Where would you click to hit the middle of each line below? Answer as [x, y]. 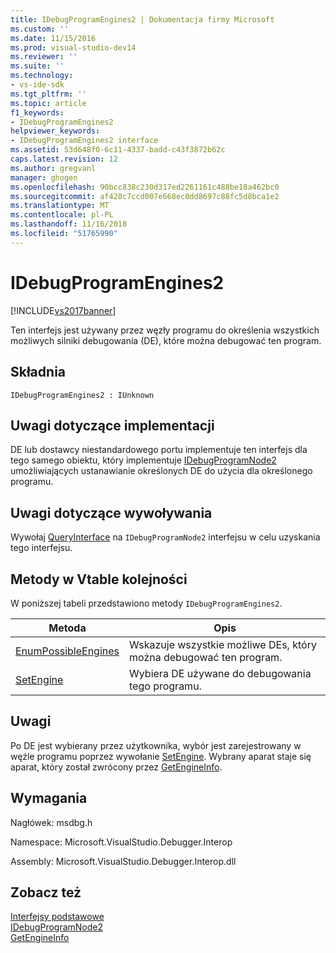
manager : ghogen [44, 177]
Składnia [38, 372]
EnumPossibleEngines [67, 651]
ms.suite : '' [37, 66]
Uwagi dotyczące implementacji [112, 425]
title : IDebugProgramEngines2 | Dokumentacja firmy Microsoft [142, 19]
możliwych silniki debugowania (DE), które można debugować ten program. [166, 340]
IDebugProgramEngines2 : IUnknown [82, 395]
